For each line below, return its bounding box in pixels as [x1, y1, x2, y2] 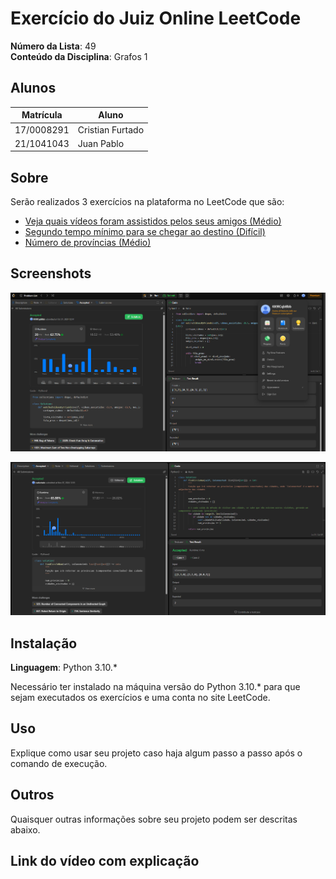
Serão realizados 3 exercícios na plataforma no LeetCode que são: [10, 196, 285, 208]
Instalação [10, 635, 78, 652]
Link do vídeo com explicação [10, 853, 200, 870]
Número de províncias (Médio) [24, 237, 152, 249]
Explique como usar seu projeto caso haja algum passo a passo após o [10, 747, 303, 759]
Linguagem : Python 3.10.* [10, 662, 118, 673]
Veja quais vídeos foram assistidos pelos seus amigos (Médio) [24, 215, 282, 227]
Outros [10, 787, 55, 804]
